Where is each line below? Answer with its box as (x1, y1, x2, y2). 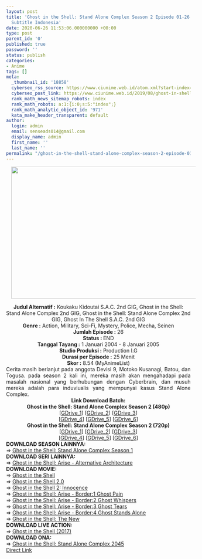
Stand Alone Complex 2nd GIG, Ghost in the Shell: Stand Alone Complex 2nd (6, 310, 191, 317)
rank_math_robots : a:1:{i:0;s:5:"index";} (11, 101, 117, 107)
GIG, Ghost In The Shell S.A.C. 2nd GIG (52, 316, 145, 323)
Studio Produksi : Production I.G (59, 347, 138, 354)
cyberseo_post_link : (11, 90, 61, 96)
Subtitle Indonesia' (11, 19, 61, 25)
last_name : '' (11, 145, 46, 151)
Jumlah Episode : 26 (73, 328, 124, 336)
